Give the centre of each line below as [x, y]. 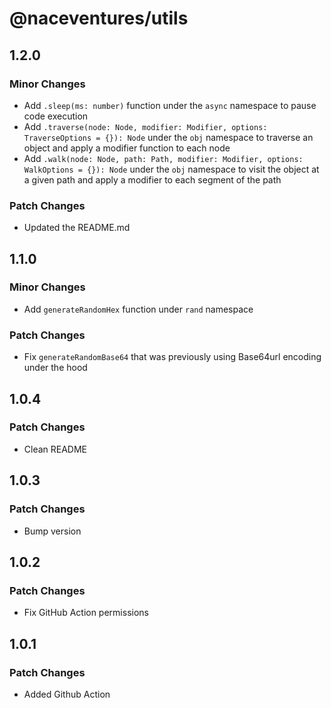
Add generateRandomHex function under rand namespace [138, 309]
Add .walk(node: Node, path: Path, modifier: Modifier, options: [163, 158]
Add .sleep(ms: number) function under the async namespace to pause [170, 105]
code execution [56, 116]
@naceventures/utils [99, 18]
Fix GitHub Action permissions [86, 613]
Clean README [55, 449]
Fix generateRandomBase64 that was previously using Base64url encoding [172, 357]
